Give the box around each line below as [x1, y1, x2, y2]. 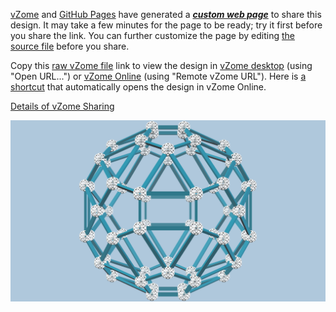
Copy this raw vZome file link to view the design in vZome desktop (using [10, 60, 313, 71]
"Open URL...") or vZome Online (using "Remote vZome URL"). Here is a [10, 70, 307, 82]
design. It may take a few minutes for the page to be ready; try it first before [10, 19, 323, 31]
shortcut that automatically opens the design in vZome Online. [10, 81, 267, 93]
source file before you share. [10, 40, 130, 52]
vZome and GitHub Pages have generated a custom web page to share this [10, 9, 322, 20]
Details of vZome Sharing [10, 100, 115, 112]
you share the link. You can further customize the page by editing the [10, 30, 295, 41]
